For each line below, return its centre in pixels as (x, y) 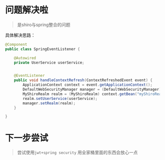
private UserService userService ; (49, 63)
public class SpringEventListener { (42, 49)
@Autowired (25, 58)
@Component (16, 44)
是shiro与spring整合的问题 (43, 25)
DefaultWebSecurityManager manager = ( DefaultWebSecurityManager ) (92, 90)
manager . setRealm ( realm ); (49, 103)
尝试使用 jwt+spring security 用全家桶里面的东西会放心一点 (77, 153)
